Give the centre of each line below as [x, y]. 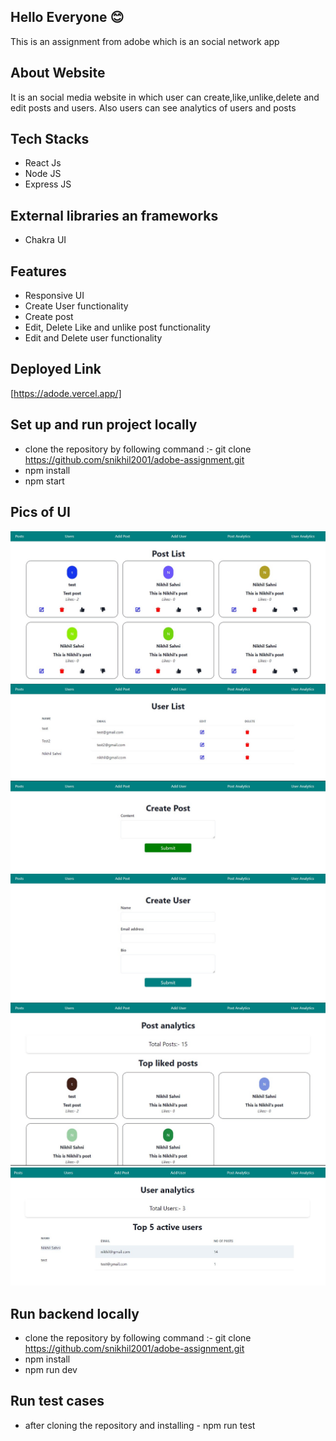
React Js [43, 163]
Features [38, 271]
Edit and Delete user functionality [93, 338]
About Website [58, 73]
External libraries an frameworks [114, 215]
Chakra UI [45, 240]
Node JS [43, 174]
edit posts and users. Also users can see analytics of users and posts [153, 107]
